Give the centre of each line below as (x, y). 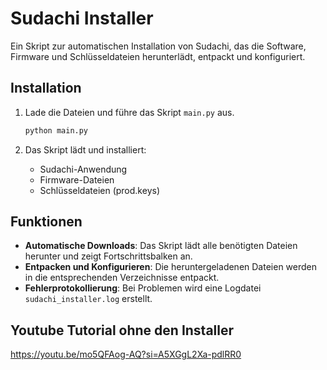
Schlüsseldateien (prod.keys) (99, 190)
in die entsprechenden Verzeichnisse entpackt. (122, 278)
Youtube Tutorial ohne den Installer (122, 330)
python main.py (56, 130)
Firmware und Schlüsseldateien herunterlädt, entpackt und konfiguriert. (158, 56)
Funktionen (46, 222)
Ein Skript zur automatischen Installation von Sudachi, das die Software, (158, 46)
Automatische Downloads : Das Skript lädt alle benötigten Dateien (161, 246)
